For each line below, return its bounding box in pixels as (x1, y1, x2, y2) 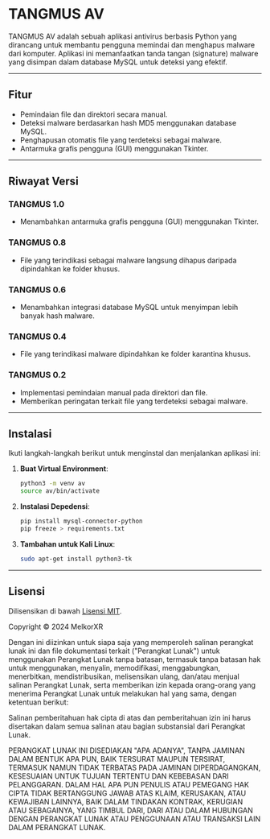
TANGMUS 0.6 (8, 283, 67, 295)
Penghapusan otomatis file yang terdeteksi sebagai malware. (19, 134, 223, 145)
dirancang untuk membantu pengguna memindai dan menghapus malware (8, 39, 256, 49)
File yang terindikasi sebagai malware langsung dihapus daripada (19, 255, 237, 265)
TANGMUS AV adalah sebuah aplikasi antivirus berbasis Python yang (8, 31, 237, 41)
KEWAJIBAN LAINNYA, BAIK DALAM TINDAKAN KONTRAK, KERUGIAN (8, 796, 243, 806)
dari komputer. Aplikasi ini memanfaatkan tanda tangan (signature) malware (8, 48, 259, 58)
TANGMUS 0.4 (8, 331, 67, 342)
